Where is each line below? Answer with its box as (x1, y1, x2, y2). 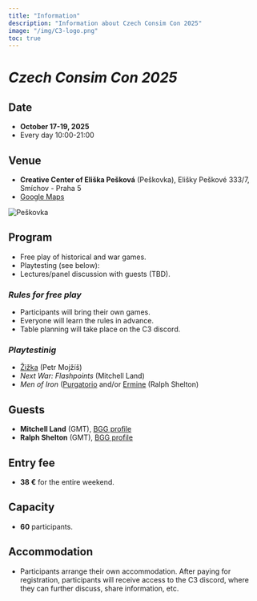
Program (8, 230, 53, 245)
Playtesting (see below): (19, 260, 100, 270)
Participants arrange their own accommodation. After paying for (19, 566, 231, 576)
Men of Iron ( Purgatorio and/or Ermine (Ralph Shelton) (19, 380, 199, 389)
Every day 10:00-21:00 (19, 130, 94, 140)
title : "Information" (8, 11, 81, 20)
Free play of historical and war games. (19, 252, 147, 262)
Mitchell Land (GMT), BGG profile (19, 424, 132, 434)
